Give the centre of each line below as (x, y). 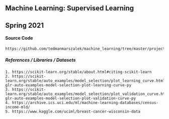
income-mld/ (18, 107)
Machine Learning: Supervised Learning (70, 8)
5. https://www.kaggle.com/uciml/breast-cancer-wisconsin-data (73, 111)
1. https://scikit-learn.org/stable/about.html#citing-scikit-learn (78, 72)
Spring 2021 (25, 25)
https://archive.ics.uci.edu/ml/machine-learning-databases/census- (85, 102)
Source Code (19, 38)
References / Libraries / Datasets (40, 60)
